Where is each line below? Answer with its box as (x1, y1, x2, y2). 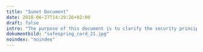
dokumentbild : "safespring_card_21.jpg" (6, 31, 110, 37)
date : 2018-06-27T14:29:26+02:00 (6, 14, 91, 20)
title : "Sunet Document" (6, 8, 69, 15)
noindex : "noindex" (6, 36, 56, 42)
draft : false (6, 20, 39, 26)
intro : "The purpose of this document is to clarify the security (6, 25, 177, 32)
